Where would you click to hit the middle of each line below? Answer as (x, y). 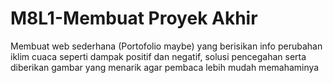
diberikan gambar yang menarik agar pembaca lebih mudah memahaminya (165, 67)
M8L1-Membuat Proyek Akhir (134, 18)
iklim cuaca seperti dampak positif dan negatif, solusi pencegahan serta (158, 56)
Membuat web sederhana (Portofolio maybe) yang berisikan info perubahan (166, 46)
